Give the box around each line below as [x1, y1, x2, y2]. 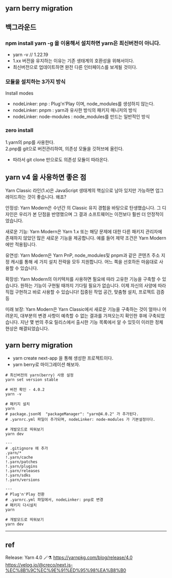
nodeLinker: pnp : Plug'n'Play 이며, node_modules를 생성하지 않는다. [12, 101, 155, 107]
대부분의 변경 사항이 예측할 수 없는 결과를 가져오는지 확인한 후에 [20, 313, 147, 319]
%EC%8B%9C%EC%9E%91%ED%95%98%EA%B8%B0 [5, 567, 126, 573]
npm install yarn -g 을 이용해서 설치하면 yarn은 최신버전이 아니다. [5, 40, 161, 47]
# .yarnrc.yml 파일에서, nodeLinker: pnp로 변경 [5, 497, 103, 502]
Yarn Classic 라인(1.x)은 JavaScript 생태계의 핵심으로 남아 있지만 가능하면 [5, 188, 155, 194]
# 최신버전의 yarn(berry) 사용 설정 [5, 372, 74, 378]
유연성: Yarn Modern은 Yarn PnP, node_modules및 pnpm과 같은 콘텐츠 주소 [5, 252, 160, 258]
